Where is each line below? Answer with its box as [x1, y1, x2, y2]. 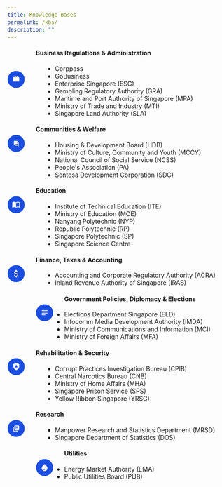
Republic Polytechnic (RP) [55, 225, 130, 233]
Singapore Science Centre [55, 239, 131, 248]
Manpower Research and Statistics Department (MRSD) [55, 425, 216, 434]
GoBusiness [55, 72, 90, 80]
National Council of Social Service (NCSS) [55, 155, 176, 164]
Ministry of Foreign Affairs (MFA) [64, 333, 159, 341]
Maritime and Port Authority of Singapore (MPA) [55, 94, 194, 102]
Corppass [55, 64, 83, 73]
